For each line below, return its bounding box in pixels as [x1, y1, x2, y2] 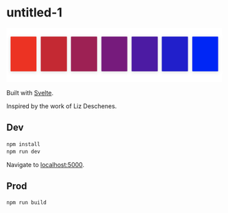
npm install [6, 140, 40, 148]
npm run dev [6, 148, 40, 155]
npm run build [6, 199, 47, 206]
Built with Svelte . [6, 88, 54, 97]
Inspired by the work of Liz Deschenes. [6, 101, 117, 110]
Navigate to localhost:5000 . [6, 160, 85, 168]
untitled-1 [6, 5, 63, 21]
